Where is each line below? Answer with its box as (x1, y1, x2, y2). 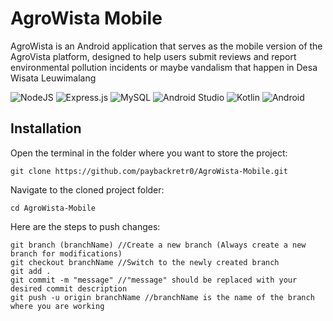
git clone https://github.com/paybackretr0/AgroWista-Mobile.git (10, 166, 288, 176)
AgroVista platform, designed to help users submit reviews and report (10, 50, 297, 62)
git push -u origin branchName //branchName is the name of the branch (10, 292, 315, 302)
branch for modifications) (10, 248, 123, 259)
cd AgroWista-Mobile (10, 203, 97, 213)
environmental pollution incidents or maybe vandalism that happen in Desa (10, 61, 318, 73)
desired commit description (10, 283, 128, 294)
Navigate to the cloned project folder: (10, 183, 165, 196)
